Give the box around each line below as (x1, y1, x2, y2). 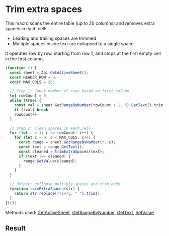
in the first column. (5, 55, 44, 61)
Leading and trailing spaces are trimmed (12, 35, 97, 41)
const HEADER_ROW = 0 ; (10, 74, 57, 80)
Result (5, 224, 26, 232)
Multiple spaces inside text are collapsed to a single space (12, 40, 134, 46)
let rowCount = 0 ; (10, 93, 49, 99)
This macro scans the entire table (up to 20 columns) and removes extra (5, 20, 155, 26)
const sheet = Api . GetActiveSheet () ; (10, 70, 89, 75)
